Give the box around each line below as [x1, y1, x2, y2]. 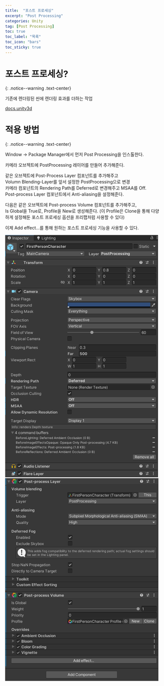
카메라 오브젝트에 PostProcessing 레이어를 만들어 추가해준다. [5, 162, 125, 168]
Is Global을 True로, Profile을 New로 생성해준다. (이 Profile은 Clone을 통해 [5, 208, 150, 214]
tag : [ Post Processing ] [5, 24, 55, 29]
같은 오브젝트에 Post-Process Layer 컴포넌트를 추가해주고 [5, 172, 118, 179]
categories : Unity [5, 18, 43, 23]
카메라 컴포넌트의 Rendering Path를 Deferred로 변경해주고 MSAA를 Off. [5, 185, 147, 191]
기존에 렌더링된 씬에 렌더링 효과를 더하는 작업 [5, 95, 93, 101]
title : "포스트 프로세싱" [5, 8, 54, 13]
